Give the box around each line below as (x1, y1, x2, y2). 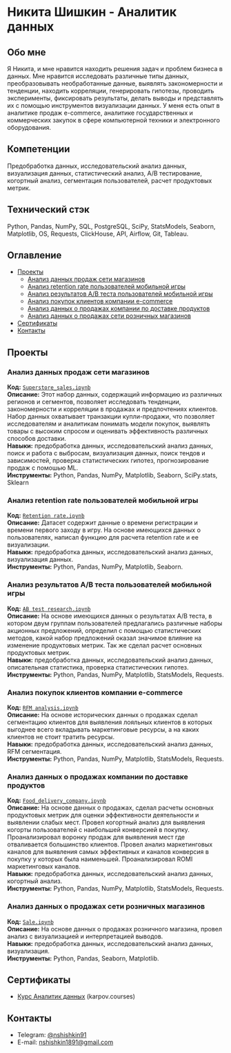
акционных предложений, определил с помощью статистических (7, 626, 201, 634)
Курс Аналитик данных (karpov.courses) (17, 992, 136, 1000)
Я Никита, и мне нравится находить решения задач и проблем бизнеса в (7, 65, 223, 73)
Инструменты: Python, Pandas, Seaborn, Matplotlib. (7, 954, 160, 962)
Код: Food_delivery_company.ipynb (7, 796, 107, 805)
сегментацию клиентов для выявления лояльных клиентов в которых (7, 718, 212, 726)
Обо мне (7, 46, 46, 58)
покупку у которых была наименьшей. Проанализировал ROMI (7, 855, 193, 864)
